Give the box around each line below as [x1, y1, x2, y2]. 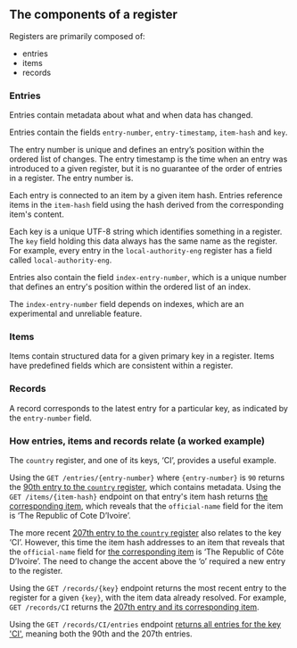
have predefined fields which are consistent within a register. [9, 361, 234, 371]
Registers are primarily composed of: [9, 30, 145, 41]
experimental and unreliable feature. [9, 308, 143, 320]
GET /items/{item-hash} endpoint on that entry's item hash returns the [9, 491, 268, 502]
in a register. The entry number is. [9, 173, 134, 184]
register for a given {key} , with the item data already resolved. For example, [9, 593, 287, 602]
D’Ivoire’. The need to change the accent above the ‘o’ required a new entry [9, 556, 286, 566]
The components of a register [9, 7, 178, 22]
